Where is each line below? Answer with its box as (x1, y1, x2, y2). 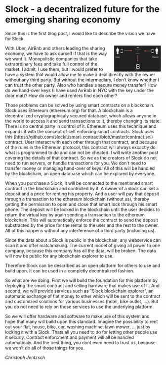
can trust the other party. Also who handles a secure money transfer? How (5, 82, 157, 88)
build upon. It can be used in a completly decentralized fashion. (5, 267, 134, 273)
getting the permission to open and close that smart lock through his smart (5, 201, 157, 207)
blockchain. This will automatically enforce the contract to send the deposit (5, 217, 158, 223)
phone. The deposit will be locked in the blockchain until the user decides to (5, 207, 161, 212)
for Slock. (5, 36, 25, 42)
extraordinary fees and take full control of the (5, 61, 98, 67)
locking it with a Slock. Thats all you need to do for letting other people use (5, 329, 158, 335)
